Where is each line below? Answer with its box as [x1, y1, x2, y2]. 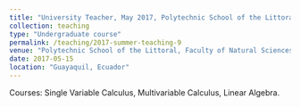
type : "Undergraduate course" [9, 29, 122, 38]
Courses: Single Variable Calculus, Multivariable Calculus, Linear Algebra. [9, 86, 280, 98]
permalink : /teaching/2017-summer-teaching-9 [9, 37, 181, 47]
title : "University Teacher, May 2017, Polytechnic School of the [9, 12, 262, 22]
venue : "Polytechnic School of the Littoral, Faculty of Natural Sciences [9, 46, 294, 55]
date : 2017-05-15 [9, 54, 74, 63]
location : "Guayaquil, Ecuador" [9, 63, 129, 72]
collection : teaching [9, 21, 90, 30]
